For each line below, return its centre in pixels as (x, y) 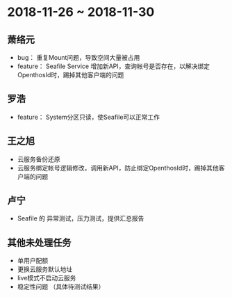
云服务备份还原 (39, 159)
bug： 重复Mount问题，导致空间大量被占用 (78, 57)
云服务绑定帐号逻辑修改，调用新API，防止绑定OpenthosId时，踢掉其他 (118, 168)
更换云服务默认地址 (45, 269)
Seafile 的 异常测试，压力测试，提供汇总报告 (81, 218)
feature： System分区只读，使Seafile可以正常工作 (89, 117)
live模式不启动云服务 (47, 278)
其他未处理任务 (39, 242)
